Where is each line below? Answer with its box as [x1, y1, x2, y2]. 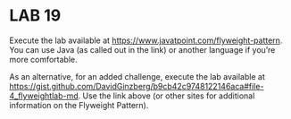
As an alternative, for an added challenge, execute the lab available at [9, 71, 265, 81]
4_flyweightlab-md [9, 90, 79, 101]
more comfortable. [9, 54, 78, 64]
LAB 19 [9, 5, 62, 26]
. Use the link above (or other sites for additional [78, 90, 255, 101]
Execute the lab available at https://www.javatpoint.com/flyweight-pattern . [9, 35, 283, 46]
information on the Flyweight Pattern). [9, 99, 149, 110]
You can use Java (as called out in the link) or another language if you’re [9, 44, 276, 55]
